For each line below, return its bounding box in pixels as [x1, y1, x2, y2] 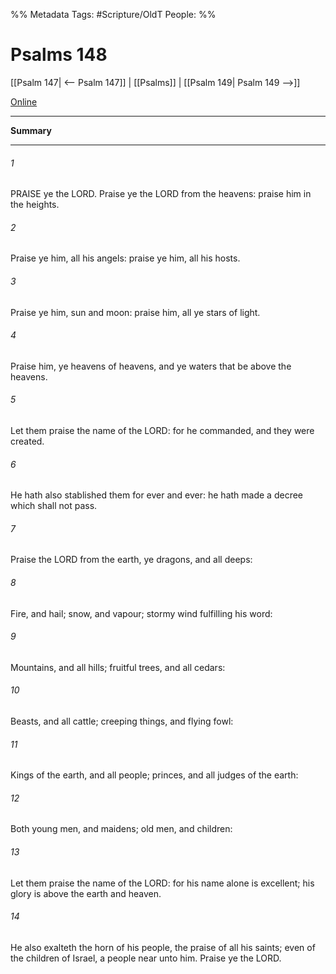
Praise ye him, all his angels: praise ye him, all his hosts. [10, 252, 241, 264]
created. [10, 435, 45, 447]
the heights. [10, 199, 60, 211]
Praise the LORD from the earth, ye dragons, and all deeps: [10, 554, 253, 566]
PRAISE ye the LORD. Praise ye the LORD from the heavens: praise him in [10, 188, 312, 200]
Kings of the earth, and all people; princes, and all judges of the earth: [10, 769, 299, 781]
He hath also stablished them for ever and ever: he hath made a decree [10, 489, 303, 501]
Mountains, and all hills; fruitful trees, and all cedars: [10, 661, 226, 673]
